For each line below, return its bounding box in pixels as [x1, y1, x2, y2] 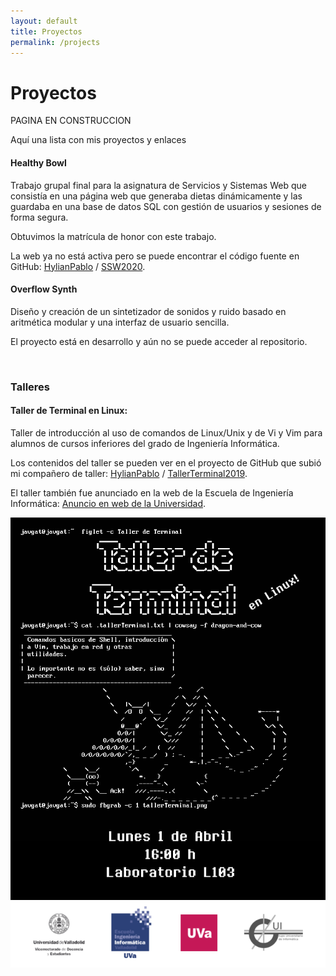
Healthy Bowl [10, 156, 67, 169]
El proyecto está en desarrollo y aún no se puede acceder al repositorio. [10, 335, 308, 347]
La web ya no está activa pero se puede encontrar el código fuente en [10, 250, 300, 262]
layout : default [10, 16, 78, 26]
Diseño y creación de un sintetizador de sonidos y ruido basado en [10, 305, 287, 317]
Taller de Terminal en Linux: [10, 405, 128, 417]
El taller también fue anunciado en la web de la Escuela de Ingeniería [10, 486, 294, 499]
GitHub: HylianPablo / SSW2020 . [10, 260, 146, 272]
